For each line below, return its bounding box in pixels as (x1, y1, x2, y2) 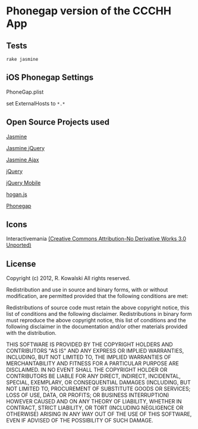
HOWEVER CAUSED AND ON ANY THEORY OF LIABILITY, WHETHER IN (6, 398, 183, 405)
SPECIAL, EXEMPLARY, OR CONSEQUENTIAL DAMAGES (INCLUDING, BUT (6, 379, 191, 386)
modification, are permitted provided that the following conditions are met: (6, 293, 188, 300)
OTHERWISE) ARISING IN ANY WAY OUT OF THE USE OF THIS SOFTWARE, (6, 411, 192, 418)
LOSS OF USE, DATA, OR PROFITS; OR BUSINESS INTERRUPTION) (6, 391, 169, 399)
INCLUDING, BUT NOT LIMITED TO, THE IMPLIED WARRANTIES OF (6, 353, 171, 361)
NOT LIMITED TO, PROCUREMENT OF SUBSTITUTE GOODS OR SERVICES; (6, 386, 191, 393)
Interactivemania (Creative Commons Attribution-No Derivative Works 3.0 (6, 235, 186, 243)
